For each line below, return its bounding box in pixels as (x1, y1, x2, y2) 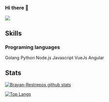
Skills (5, 29, 22, 37)
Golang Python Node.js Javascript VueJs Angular (5, 54, 105, 60)
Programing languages (5, 44, 60, 51)
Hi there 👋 (5, 4, 29, 11)
